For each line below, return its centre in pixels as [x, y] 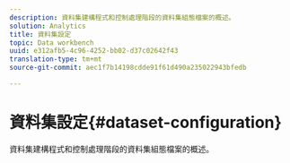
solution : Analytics [48, 26]
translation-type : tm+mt [56, 59]
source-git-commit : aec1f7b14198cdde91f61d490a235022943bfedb [128, 68]
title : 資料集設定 [40, 34]
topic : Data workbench [52, 43]
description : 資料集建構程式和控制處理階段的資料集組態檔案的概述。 [123, 17]
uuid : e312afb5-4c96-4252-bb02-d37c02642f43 [94, 51]
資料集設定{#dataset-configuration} [146, 123]
